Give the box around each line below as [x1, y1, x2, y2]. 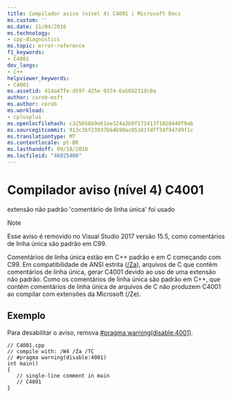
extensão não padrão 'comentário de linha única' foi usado [7, 205, 175, 213]
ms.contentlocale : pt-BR [7, 140, 79, 147]
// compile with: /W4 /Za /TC [7, 348, 95, 355]
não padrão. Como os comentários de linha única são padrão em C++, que [7, 275, 221, 283]
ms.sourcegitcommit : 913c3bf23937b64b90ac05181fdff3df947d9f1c [7, 126, 194, 133]
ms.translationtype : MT [7, 133, 76, 140]
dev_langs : [7, 62, 39, 69]
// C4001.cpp [7, 342, 45, 349]
